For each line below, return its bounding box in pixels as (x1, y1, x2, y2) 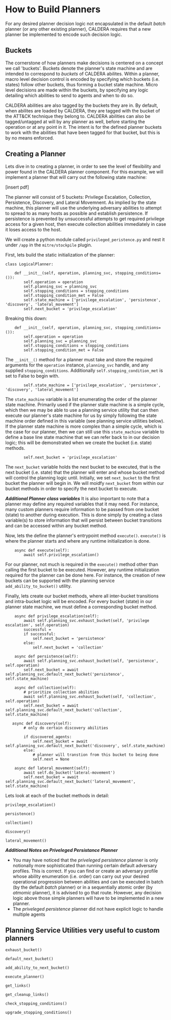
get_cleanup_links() (5, 992, 50, 998)
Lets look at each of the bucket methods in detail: (5, 792, 110, 798)
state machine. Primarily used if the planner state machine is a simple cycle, (5, 401, 165, 407)
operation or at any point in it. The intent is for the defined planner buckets (5, 124, 162, 130)
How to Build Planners (5, 4, 101, 15)
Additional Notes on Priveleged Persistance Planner (5, 847, 118, 853)
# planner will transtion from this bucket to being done (32, 752, 159, 757)
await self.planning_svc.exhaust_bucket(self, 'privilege (23, 618, 150, 623)
